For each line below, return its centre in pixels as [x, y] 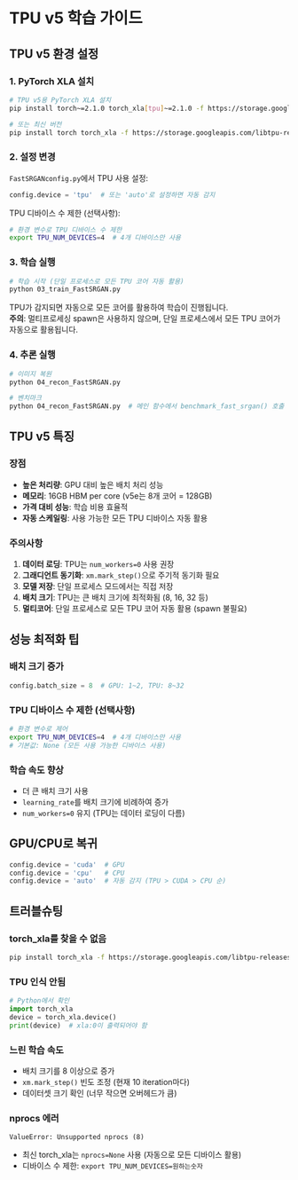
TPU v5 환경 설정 [54, 54]
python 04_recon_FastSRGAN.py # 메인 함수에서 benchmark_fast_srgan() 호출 [147, 406]
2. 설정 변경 [32, 157]
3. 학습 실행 [32, 263]
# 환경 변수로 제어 [39, 728]
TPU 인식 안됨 [38, 981]
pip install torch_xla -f [57, 958]
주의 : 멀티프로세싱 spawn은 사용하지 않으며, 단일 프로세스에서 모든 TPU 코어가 [145, 319]
